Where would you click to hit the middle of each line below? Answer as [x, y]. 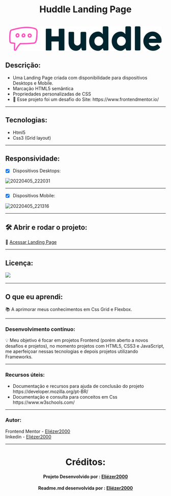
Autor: [13, 420]
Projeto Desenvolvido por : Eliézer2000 [85, 476]
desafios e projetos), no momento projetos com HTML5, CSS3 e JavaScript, [85, 346]
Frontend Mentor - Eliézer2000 [38, 431]
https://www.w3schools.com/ [44, 402]
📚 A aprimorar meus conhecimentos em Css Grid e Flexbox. [69, 309]
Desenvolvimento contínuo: [40, 329]
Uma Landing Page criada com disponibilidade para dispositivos [80, 77]
